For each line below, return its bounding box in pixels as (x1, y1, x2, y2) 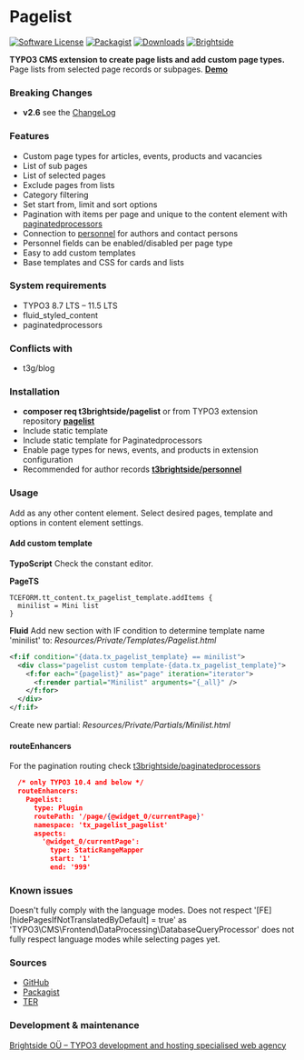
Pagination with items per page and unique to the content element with (22, 208, 288, 219)
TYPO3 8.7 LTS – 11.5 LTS (22, 300, 118, 311)
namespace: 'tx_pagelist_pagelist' (33, 820, 169, 829)
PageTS (9, 575, 39, 586)
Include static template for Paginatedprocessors (22, 435, 202, 446)
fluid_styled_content (22, 309, 98, 320)
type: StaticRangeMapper (49, 845, 144, 855)
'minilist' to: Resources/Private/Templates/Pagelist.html (9, 635, 217, 645)
